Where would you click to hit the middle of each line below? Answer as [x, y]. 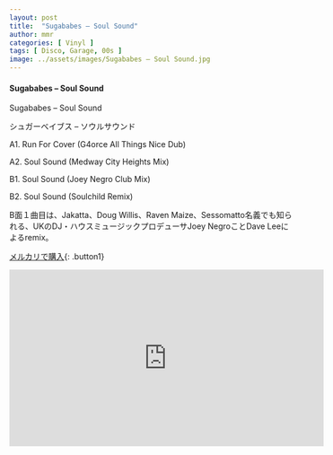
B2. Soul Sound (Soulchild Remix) [71, 197]
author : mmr [31, 34]
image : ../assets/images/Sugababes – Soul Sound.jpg [110, 59]
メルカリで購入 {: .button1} [57, 257]
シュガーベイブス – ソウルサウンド [73, 127]
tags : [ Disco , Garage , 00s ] [66, 51]
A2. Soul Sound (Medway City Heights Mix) [89, 162]
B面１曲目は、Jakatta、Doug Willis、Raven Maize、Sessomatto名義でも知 [147, 215]
